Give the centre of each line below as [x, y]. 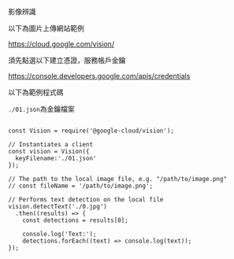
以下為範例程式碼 [36, 92]
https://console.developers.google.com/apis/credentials [99, 76]
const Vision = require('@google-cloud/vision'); [91, 131]
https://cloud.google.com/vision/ [61, 44]
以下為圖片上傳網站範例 [46, 28]
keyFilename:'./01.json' [56, 158]
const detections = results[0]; [75, 220]
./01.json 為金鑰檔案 [41, 109]
